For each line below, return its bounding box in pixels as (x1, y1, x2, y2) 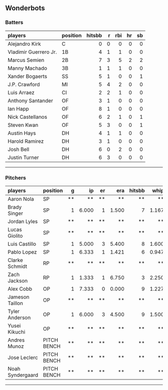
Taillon (7, 300, 23, 307)
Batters (5, 19, 23, 26)
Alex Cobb (7, 285, 32, 292)
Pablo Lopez (7, 248, 37, 255)
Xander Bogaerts (7, 72, 47, 79)
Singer (7, 210, 23, 217)
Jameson (7, 293, 29, 300)
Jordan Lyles (7, 218, 38, 225)
